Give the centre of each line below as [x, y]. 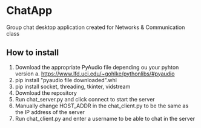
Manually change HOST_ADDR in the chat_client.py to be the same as [102, 106]
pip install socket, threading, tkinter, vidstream [73, 86]
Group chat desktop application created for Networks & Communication [96, 27]
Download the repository [46, 93]
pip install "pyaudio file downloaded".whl [66, 80]
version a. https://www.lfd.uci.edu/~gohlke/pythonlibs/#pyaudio [95, 74]
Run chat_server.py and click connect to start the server [85, 99]
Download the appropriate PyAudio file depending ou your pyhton [97, 67]
